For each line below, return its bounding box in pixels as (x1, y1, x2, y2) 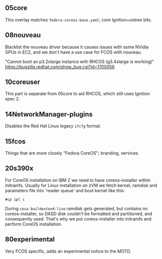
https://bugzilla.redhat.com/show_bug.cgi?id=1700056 (5, 63, 115, 70)
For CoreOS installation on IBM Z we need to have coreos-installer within (5, 177, 151, 183)
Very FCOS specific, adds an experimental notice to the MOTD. (5, 248, 131, 254)
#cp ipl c (5, 197, 25, 202)
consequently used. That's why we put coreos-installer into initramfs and (5, 216, 152, 221)
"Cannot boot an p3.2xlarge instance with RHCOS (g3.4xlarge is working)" (5, 59, 154, 64)
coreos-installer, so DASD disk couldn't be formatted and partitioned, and (5, 211, 152, 217)
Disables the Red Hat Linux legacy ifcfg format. (5, 123, 101, 129)
